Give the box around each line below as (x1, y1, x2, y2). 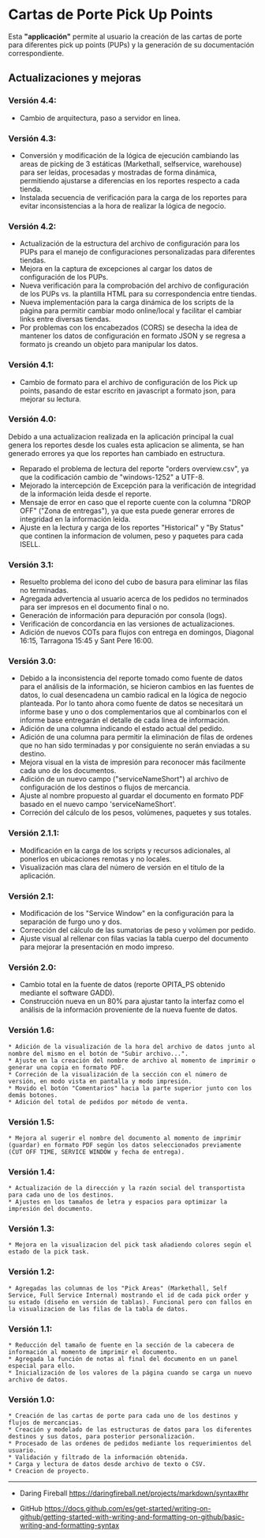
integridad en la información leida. (19, 514, 131, 523)
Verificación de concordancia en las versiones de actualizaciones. (19, 619, 235, 629)
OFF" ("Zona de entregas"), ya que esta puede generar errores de (19, 506, 235, 515)
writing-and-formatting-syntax (19, 1521, 120, 1530)
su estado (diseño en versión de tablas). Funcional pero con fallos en (8, 1298, 252, 1306)
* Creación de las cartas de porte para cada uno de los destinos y (8, 1412, 238, 1420)
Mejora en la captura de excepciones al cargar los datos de (19, 264, 213, 273)
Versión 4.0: (8, 413, 57, 424)
